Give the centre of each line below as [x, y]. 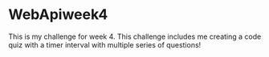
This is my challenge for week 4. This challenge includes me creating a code [135, 36]
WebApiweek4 [58, 15]
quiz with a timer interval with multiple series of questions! [105, 44]
